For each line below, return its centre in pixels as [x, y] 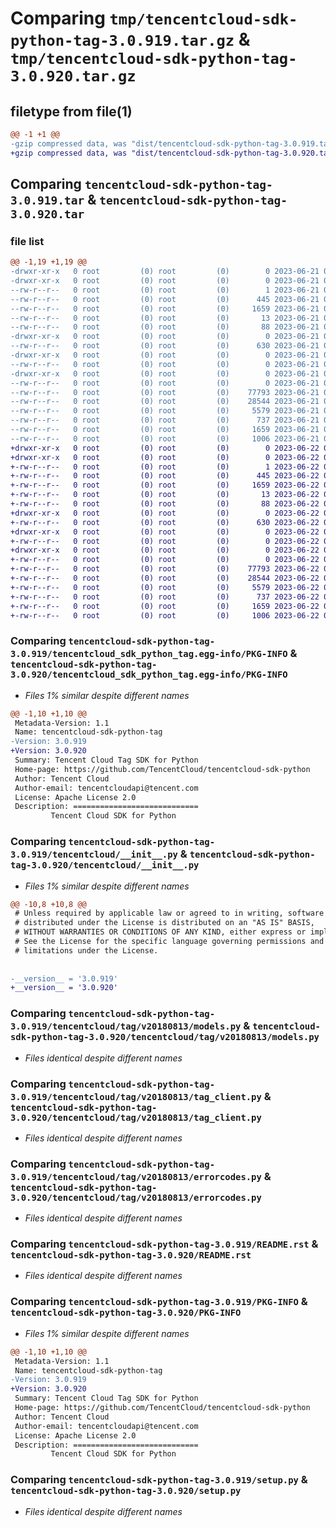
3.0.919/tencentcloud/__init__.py [94, 855]
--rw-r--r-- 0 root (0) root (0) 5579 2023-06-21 [165, 411]
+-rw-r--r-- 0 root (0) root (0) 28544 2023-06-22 [165, 578]
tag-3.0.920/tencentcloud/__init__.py [105, 865]
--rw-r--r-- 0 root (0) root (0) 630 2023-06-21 [165, 346]
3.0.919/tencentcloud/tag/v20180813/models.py [126, 1026]
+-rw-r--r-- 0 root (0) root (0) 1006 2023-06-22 [165, 615]
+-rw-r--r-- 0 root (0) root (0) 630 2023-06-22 [165, 522]
